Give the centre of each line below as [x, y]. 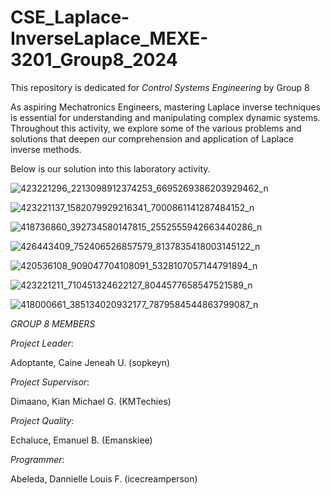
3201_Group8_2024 [94, 60]
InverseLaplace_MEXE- [109, 38]
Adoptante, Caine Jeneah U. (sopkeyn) [90, 362]
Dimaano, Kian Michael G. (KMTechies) [91, 401]
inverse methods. [46, 149]
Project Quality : [42, 420]
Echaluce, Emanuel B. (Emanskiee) [81, 440]
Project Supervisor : [50, 382]
